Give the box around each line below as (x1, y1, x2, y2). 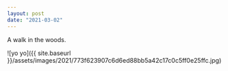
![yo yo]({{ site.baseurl (7, 49, 71, 57)
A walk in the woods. (7, 35, 67, 43)
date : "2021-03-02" (7, 17, 63, 23)
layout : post (7, 10, 45, 17)
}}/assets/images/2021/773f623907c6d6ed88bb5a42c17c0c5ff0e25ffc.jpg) (7, 56, 222, 64)
